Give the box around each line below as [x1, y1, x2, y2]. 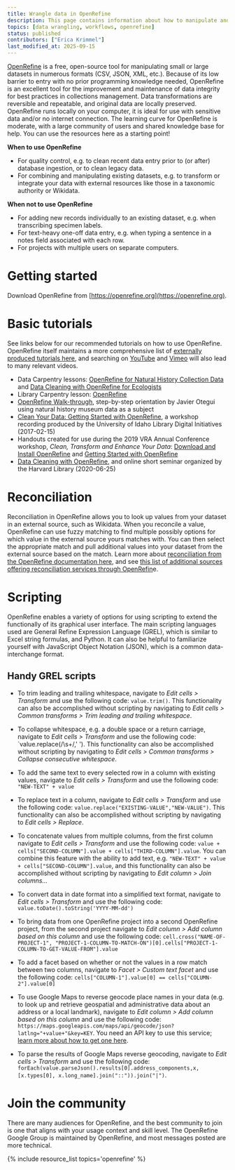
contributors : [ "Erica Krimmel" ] [7, 37, 105, 44]
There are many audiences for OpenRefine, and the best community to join [7, 1118, 222, 1127]
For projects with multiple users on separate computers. [17, 244, 179, 251]
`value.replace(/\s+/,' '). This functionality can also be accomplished [17, 740, 214, 748]
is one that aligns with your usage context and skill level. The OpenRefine [7, 1126, 218, 1134]
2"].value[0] [17, 980, 56, 987]
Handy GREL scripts [7, 670, 97, 682]
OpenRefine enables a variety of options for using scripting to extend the [7, 612, 218, 621]
